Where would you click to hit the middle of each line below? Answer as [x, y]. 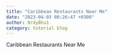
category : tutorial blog [37, 28]
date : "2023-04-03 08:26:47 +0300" [50, 17]
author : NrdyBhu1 [28, 22]
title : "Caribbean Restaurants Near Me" [57, 11]
